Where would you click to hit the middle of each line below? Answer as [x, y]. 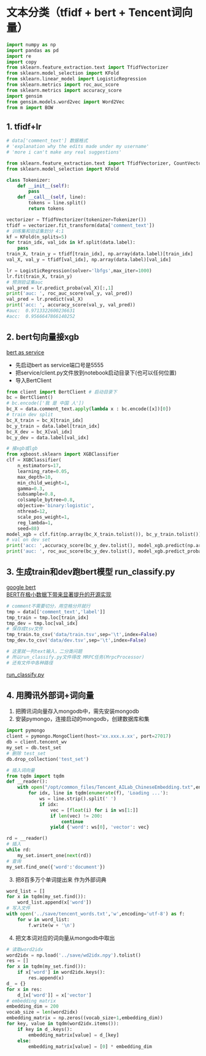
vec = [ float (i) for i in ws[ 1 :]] [94, 810]
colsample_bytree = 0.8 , [46, 500]
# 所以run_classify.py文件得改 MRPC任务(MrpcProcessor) [75, 657]
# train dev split [30, 415]
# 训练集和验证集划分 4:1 [35, 231]
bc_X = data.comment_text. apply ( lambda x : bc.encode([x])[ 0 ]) [89, 409]
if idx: [49, 804]
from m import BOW [30, 107]
